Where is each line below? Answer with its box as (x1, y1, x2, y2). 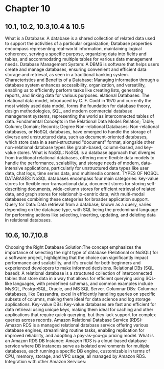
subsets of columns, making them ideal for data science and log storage (5, 296, 151, 302)
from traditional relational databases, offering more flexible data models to (5, 155, 155, 160)
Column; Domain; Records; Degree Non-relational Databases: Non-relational (5, 124, 159, 130)
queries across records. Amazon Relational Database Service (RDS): (5, 317, 143, 323)
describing (5, 186, 27, 192)
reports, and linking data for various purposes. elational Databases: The (5, 92, 150, 98)
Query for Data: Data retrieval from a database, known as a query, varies (5, 201, 152, 207)
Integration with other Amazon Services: (5, 358, 87, 364)
